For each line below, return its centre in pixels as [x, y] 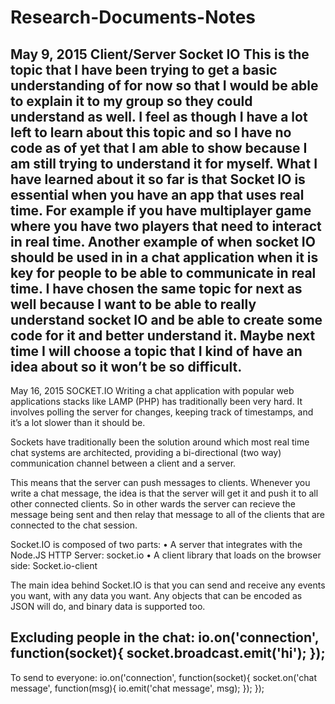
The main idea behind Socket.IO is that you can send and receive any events [168, 585]
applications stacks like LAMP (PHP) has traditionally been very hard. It [156, 401]
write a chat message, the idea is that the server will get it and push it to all [164, 493]
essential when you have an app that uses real [157, 194]
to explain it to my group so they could [131, 101]
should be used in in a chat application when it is [164, 257]
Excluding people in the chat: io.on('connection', [165, 637]
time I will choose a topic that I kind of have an [156, 351]
